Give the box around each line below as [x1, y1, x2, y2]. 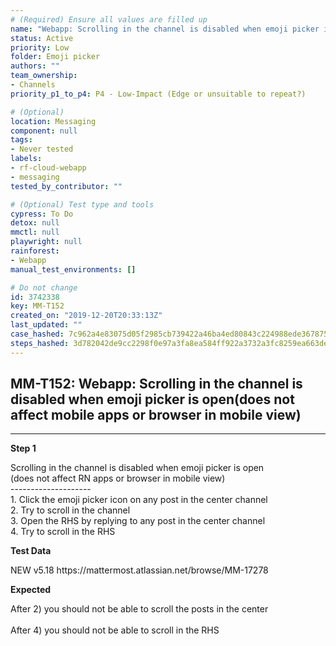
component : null [10, 126, 78, 136]
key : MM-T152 [10, 301, 65, 311]
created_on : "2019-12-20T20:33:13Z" [10, 311, 163, 321]
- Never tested [10, 144, 74, 155]
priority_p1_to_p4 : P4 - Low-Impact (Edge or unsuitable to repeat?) [10, 89, 307, 99]
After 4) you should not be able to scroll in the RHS [10, 624, 220, 636]
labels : [10, 154, 43, 164]
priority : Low [10, 42, 70, 53]
